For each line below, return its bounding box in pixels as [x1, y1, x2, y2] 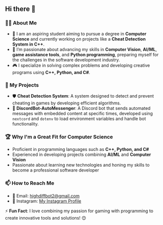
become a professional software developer [12, 167, 99, 173]
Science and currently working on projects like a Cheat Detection [12, 36, 146, 42]
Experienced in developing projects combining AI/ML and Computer [12, 151, 151, 157]
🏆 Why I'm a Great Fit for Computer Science [5, 133, 113, 140]
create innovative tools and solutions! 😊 [5, 215, 86, 221]
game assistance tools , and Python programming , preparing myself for [12, 51, 159, 57]
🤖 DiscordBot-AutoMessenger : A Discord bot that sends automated [12, 105, 151, 111]
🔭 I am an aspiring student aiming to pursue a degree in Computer [12, 30, 147, 37]
